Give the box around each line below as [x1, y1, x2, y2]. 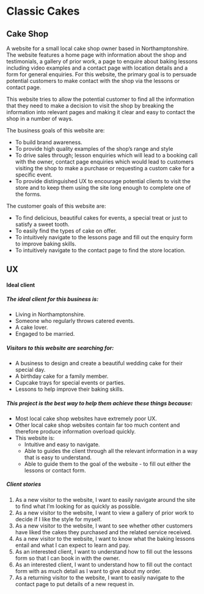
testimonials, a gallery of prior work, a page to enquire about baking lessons [6, 58, 198, 65]
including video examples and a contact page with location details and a [6, 64, 188, 71]
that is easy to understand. [24, 454, 92, 461]
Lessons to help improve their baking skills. [15, 385, 124, 393]
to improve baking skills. [15, 240, 76, 247]
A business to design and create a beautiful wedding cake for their [15, 359, 183, 367]
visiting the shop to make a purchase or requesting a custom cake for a [15, 165, 194, 172]
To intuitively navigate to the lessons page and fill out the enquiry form [15, 234, 193, 241]
